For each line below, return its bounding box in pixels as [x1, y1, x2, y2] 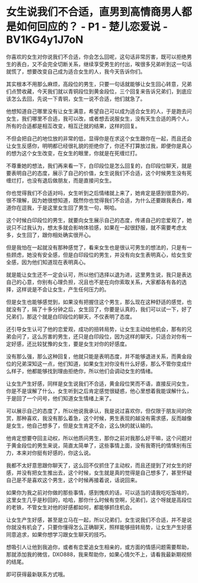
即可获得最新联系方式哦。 [6, 571, 68, 578]
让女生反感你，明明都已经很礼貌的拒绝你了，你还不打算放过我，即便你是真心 [6, 142, 192, 149]
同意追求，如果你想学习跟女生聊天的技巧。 [6, 531, 110, 538]
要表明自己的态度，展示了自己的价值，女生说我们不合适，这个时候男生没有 [6, 169, 187, 177]
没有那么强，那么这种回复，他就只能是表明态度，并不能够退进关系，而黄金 [6, 353, 187, 360]
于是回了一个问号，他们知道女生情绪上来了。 [6, 395, 115, 402]
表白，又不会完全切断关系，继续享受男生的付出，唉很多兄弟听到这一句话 [16, 60, 192, 68]
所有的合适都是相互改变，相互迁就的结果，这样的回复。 [6, 122, 140, 130]
